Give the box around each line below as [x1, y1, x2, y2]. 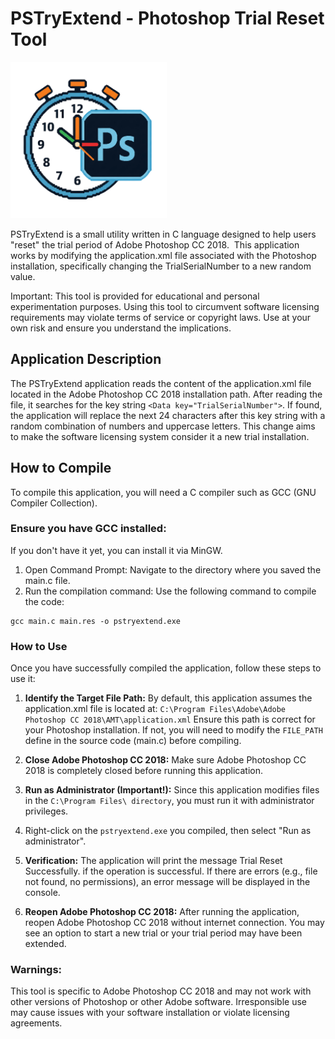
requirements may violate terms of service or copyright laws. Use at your [10, 311, 312, 323]
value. [10, 270, 36, 282]
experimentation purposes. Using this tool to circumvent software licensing [10, 300, 320, 312]
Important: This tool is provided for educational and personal [10, 290, 260, 302]
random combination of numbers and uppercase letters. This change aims [10, 420, 316, 432]
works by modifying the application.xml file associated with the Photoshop [10, 249, 317, 261]
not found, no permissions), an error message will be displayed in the [24, 876, 311, 888]
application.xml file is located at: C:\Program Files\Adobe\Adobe [24, 703, 287, 715]
